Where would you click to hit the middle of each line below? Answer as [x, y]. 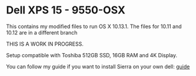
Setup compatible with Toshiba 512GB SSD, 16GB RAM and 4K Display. [92, 55]
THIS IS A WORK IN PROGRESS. [45, 44]
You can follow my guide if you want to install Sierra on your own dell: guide [98, 66]
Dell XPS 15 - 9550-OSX [66, 10]
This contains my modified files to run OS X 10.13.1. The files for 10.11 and [94, 26]
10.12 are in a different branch [42, 32]
